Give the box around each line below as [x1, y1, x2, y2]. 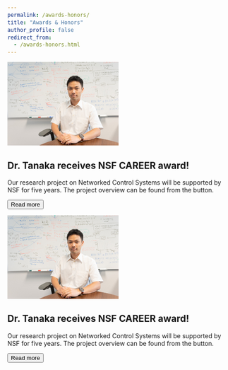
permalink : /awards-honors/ [7, 11, 90, 18]
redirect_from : [7, 34, 52, 41]
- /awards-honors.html [13, 41, 80, 49]
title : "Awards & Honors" [7, 18, 83, 26]
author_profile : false [7, 26, 74, 33]
